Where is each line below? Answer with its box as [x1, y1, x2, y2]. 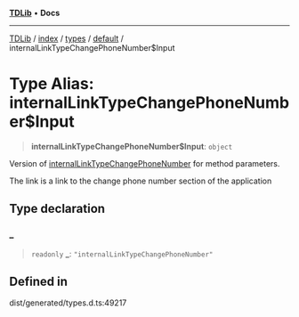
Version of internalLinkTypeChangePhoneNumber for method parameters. [9, 158, 280, 168]
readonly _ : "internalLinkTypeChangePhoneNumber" [30, 248, 214, 259]
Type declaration [9, 201, 105, 216]
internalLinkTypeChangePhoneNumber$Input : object [30, 141, 233, 151]
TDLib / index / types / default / [9, 33, 125, 44]
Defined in [9, 274, 69, 289]
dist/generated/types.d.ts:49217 [9, 297, 127, 308]
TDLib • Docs [9, 8, 61, 18]
